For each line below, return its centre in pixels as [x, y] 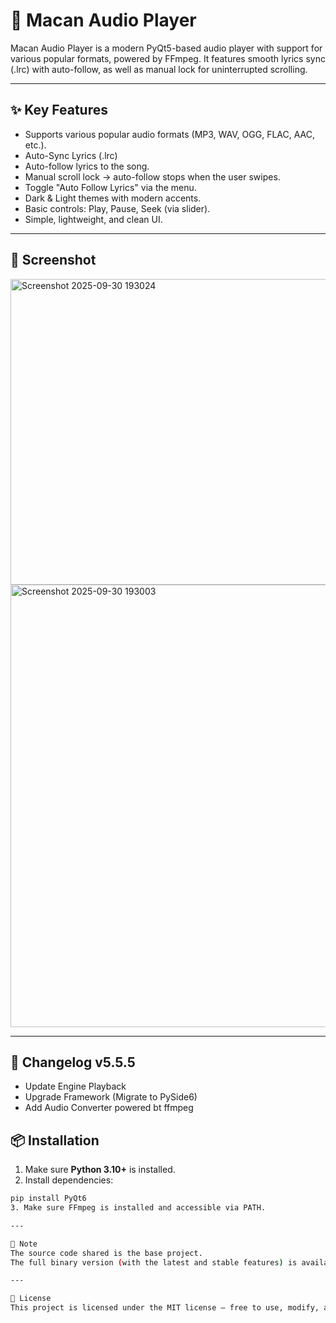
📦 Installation [55, 1140]
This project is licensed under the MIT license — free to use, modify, [165, 1308]
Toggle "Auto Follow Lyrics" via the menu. [110, 187]
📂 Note [24, 1244]
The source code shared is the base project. [106, 1253]
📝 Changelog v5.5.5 [73, 1062]
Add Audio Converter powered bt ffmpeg [109, 1108]
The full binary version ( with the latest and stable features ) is [154, 1262]
